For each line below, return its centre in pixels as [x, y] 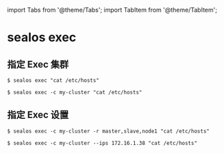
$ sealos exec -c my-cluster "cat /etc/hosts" [75, 92]
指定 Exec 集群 [38, 64]
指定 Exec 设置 [38, 115]
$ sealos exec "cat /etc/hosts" [53, 81]
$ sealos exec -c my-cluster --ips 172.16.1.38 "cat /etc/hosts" [102, 143]
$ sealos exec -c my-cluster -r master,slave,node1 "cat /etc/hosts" [109, 131]
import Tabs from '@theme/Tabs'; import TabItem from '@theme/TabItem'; [112, 10]
